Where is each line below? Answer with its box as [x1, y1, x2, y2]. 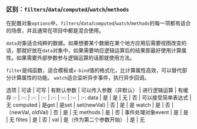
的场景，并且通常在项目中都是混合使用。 [6, 27, 104, 34]
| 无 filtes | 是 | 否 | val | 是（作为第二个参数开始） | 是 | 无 [6, 116, 145, 123]
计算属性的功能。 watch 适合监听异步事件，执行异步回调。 [11, 74, 150, 81]
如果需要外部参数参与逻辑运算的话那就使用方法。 [16, 54, 135, 61]
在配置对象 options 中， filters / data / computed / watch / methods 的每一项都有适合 [6, 19, 191, 27]
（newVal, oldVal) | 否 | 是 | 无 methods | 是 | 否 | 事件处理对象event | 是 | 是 [6, 109, 189, 116]
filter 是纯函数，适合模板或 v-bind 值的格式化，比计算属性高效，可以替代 [6, 67, 182, 74]
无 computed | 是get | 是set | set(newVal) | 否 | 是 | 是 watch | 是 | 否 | [6, 101, 174, 108]
